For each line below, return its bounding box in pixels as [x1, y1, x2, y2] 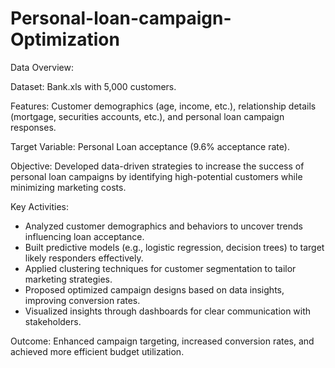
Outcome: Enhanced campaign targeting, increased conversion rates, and [10, 335, 315, 347]
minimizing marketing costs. [10, 181, 127, 193]
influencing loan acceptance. [24, 230, 145, 242]
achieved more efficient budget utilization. [10, 345, 185, 357]
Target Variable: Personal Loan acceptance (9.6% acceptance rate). [10, 140, 290, 152]
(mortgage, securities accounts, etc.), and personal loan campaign [10, 110, 285, 122]
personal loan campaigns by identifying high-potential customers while [10, 170, 303, 182]
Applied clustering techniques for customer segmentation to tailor [24, 262, 297, 274]
